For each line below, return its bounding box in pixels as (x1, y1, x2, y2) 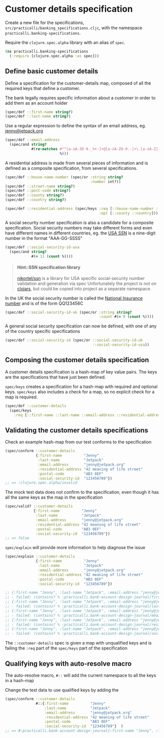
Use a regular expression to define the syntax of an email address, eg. (5, 123, 146, 129)
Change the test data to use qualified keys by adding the (5, 687, 119, 693)
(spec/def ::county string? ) (5, 193, 64, 198)
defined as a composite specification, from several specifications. (5, 165, 138, 171)
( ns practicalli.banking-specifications (5, 49, 89, 54)
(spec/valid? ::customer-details (5, 504, 73, 509)
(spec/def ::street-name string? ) (5, 184, 76, 189)
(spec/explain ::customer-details (5, 554, 76, 559)
